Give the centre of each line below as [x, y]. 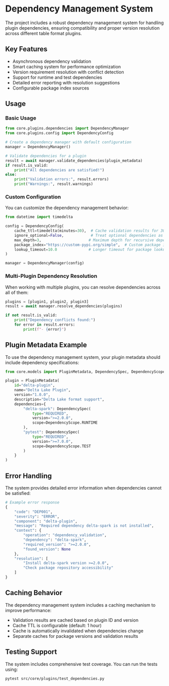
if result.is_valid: [27, 165]
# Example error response [32, 503]
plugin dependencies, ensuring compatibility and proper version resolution [82, 28]
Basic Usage [21, 118]
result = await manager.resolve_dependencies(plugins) [64, 306]
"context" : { [28, 531]
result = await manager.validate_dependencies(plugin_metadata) [74, 161]
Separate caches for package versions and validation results [75, 636]
